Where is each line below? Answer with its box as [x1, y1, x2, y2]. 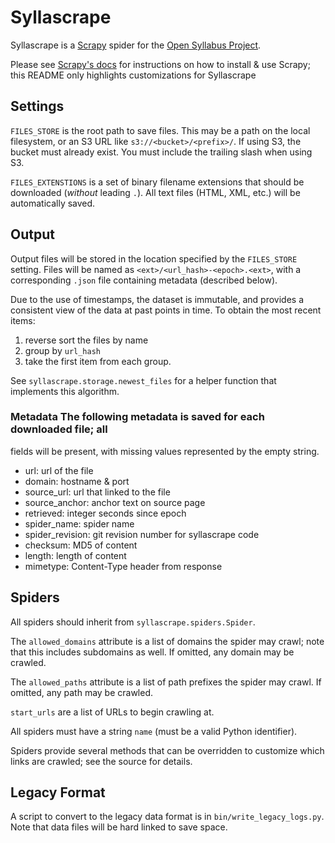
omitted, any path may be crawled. [10, 686, 154, 698]
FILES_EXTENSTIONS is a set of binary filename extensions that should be [10, 176, 305, 188]
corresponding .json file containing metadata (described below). [10, 274, 278, 286]
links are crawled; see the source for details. [10, 755, 193, 767]
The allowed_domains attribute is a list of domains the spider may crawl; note [10, 635, 325, 647]
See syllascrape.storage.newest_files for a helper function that [10, 374, 277, 386]
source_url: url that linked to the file [24, 486, 171, 498]
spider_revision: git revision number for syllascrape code [24, 528, 260, 540]
